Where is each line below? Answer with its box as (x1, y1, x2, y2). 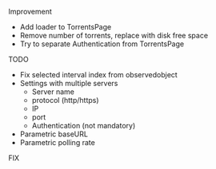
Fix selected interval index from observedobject (19, 70, 178, 79)
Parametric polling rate (19, 138, 96, 147)
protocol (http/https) (31, 96, 99, 104)
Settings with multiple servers (19, 79, 118, 88)
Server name (31, 87, 74, 96)
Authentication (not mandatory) (31, 121, 136, 130)
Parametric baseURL (19, 129, 88, 139)
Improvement (8, 7, 52, 16)
